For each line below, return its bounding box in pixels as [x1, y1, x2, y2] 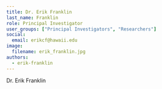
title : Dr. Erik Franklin [6, 9, 72, 15]
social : [6, 32, 26, 38]
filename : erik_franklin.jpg [12, 49, 86, 55]
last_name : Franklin [6, 15, 59, 21]
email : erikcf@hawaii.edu [12, 37, 78, 43]
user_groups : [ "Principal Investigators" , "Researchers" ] [6, 26, 157, 32]
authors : [6, 54, 29, 60]
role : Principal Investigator [6, 20, 83, 26]
